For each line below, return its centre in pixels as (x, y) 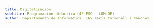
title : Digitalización (28, 9)
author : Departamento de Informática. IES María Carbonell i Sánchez (77, 18)
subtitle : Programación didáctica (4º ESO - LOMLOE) (60, 14)
